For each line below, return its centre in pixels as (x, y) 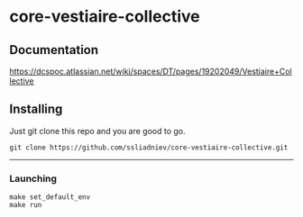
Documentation (54, 50)
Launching (33, 178)
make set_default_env (50, 197)
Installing (36, 109)
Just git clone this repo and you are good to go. (98, 131)
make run (26, 205)
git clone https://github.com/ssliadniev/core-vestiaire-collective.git (149, 147)
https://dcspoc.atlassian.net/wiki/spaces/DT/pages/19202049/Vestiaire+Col (151, 71)
